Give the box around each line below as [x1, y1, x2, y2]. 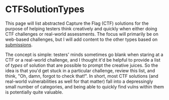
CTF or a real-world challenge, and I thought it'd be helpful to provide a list [5, 57, 160, 63]
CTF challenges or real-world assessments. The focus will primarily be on [5, 31, 159, 37]
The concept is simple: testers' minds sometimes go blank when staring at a [5, 52, 163, 58]
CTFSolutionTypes [5, 4, 85, 15]
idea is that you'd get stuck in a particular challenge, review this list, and [5, 67, 155, 74]
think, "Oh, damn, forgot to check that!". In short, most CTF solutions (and [5, 73, 159, 79]
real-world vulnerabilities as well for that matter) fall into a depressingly [5, 78, 153, 84]
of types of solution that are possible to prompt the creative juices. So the [5, 62, 158, 68]
